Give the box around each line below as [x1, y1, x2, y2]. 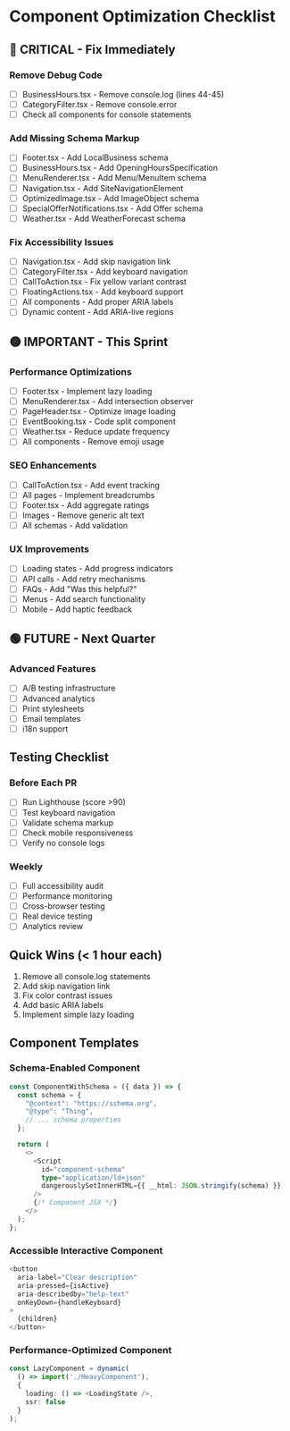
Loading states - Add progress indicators [21, 563, 174, 574]
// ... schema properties [25, 1115, 122, 1124]
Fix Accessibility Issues [9, 235, 114, 248]
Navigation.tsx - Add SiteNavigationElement [21, 182, 184, 193]
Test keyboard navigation [21, 807, 116, 817]
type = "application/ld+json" [41, 1173, 145, 1182]
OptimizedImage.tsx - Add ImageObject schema [21, 192, 200, 203]
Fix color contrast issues [21, 990, 113, 1001]
